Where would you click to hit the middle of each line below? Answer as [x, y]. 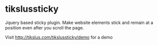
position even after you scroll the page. [45, 27]
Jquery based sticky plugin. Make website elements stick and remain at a [79, 22]
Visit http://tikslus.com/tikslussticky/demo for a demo [59, 37]
